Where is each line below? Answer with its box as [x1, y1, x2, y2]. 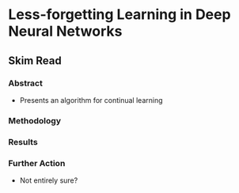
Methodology [8, 115, 62, 126]
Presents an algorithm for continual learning [19, 95, 163, 104]
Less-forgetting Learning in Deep [8, 6, 231, 24]
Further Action [8, 157, 66, 168]
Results [8, 136, 38, 147]
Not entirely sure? [19, 176, 78, 185]
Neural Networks [8, 22, 123, 40]
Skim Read [8, 54, 62, 67]
